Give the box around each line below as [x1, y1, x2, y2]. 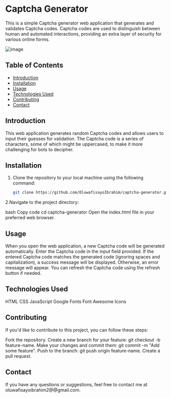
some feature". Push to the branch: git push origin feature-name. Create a [5, 347, 161, 354]
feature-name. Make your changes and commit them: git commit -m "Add [5, 342, 160, 348]
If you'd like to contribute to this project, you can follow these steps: [5, 326, 148, 333]
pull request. [5, 353, 32, 359]
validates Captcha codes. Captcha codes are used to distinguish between [5, 25, 160, 31]
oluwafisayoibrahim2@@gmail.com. [5, 387, 81, 393]
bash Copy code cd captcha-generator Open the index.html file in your [5, 209, 155, 215]
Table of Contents [5, 61, 64, 69]
